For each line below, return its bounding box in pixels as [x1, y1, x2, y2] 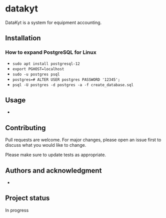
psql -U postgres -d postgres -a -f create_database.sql [12, 82, 134, 87]
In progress [5, 207, 29, 213]
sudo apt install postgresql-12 [12, 61, 80, 66]
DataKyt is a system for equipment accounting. [5, 19, 102, 25]
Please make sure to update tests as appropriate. [5, 152, 106, 158]
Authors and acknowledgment [5, 166, 102, 175]
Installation [5, 34, 41, 42]
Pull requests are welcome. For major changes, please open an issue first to [5, 137, 161, 143]
